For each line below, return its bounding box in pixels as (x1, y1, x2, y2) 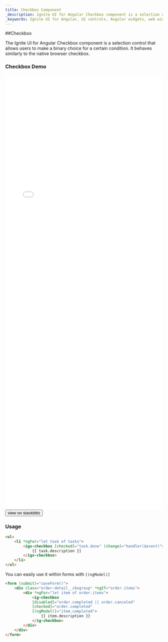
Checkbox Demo (5, 63, 46, 70)
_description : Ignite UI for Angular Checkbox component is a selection (5, 12, 160, 17)
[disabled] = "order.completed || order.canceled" (31, 599, 135, 604)
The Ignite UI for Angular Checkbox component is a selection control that (5, 40, 156, 46)
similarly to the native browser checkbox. (5, 51, 90, 57)
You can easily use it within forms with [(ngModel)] (5, 571, 110, 577)
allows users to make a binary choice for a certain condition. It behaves (5, 46, 152, 52)
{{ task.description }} (31, 548, 81, 553)
